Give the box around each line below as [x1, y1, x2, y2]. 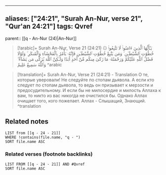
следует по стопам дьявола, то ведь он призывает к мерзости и [17, 82, 153, 88]
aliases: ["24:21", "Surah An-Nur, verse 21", [5, 14, 143, 23]
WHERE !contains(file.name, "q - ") [5, 134, 81, 140]
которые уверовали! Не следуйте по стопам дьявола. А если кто [17, 77, 155, 83]
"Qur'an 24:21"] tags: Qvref [5, 22, 93, 31]
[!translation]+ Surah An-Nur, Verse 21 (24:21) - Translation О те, [17, 71, 149, 77]
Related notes [5, 117, 48, 126]
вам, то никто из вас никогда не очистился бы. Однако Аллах [17, 92, 147, 98]
